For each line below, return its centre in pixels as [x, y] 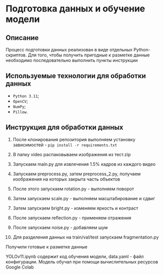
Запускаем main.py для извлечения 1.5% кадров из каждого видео [84, 164]
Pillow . [20, 112]
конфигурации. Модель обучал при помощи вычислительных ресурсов [82, 262]
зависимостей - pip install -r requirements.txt [65, 145]
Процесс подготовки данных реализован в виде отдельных [69, 50]
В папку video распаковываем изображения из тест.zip [72, 154]
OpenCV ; [20, 101]
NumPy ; [19, 106]
